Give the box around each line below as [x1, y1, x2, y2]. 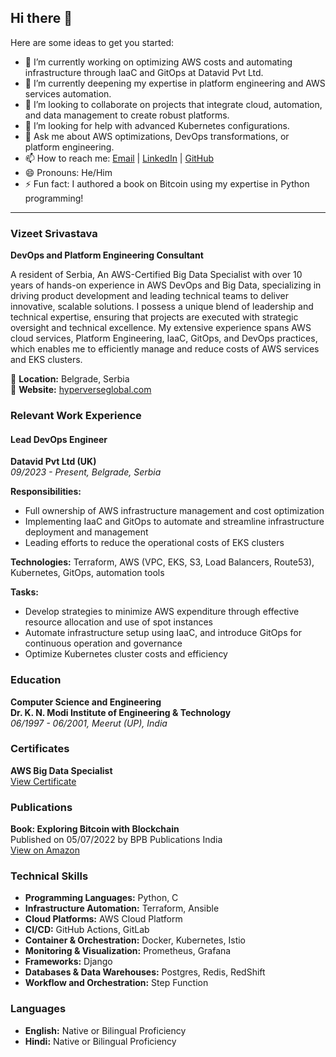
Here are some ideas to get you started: [10, 36, 175, 48]
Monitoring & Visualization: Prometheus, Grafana [24, 945, 232, 957]
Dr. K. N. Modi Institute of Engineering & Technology [10, 706, 232, 718]
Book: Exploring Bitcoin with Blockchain [10, 823, 180, 835]
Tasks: [10, 586, 39, 598]
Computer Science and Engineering [10, 696, 162, 708]
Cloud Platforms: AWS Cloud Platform [24, 913, 183, 925]
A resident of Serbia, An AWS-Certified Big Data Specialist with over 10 [10, 269, 303, 281]
